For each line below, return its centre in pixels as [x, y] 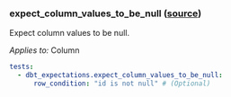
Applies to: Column [44, 50]
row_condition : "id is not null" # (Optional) [122, 84]
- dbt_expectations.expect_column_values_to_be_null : [120, 75]
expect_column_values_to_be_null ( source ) [106, 13]
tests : [22, 67]
